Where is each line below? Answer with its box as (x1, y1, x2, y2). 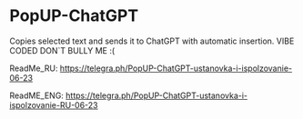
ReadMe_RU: (9, 63, 58, 74)
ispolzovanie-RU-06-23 (9, 99, 98, 110)
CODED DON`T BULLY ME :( (9, 45, 116, 55)
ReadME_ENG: (9, 90, 64, 101)
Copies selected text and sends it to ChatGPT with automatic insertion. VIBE (9, 35, 295, 46)
